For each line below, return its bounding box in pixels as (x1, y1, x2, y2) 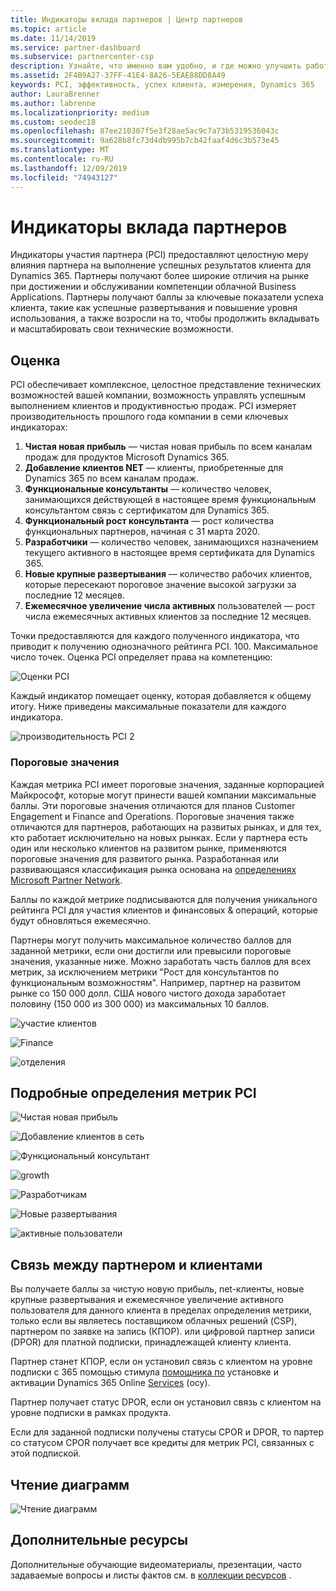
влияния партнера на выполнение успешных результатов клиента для (10, 259, 312, 271)
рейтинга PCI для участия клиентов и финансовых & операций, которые (10, 904, 318, 916)
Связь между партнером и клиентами (10, 1256, 263, 1273)
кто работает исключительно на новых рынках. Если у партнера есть (10, 831, 308, 843)
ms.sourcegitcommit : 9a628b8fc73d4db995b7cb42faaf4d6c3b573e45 (10, 136, 280, 146)
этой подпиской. (10, 1447, 82, 1460)
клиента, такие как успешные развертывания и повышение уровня (10, 302, 298, 314)
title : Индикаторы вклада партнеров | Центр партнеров (10, 14, 244, 25)
